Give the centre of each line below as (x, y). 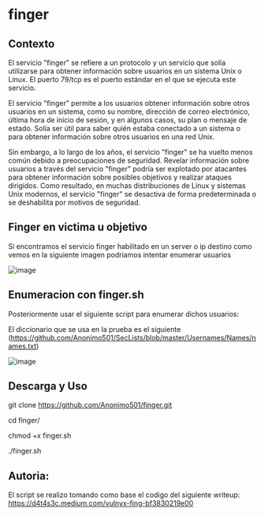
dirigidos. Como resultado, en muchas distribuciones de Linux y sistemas (127, 186)
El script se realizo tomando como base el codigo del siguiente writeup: (124, 495)
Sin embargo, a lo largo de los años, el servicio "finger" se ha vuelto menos (131, 152)
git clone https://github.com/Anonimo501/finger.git (90, 405)
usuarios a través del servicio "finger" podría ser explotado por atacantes (127, 169)
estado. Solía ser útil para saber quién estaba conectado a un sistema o (125, 128)
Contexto (32, 44)
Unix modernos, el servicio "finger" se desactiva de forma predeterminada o (132, 194)
